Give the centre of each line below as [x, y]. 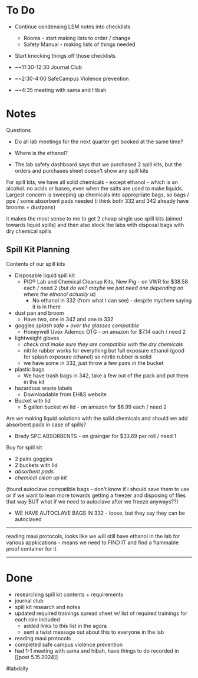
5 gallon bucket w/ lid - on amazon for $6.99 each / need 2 [95, 407]
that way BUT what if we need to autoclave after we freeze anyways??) [92, 501]
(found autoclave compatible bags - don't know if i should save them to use [98, 489]
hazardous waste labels [43, 388]
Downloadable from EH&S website [65, 394]
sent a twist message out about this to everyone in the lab [94, 632]
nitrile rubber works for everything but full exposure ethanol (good [104, 350]
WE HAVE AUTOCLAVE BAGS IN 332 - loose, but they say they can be [100, 513]
